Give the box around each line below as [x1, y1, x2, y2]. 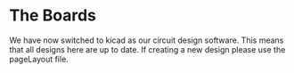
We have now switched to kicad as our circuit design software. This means [9, 35, 284, 45]
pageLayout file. [9, 53, 69, 64]
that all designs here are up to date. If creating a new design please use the [9, 44, 286, 54]
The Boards [9, 5, 96, 26]
